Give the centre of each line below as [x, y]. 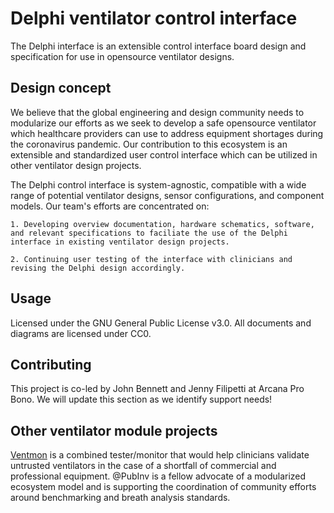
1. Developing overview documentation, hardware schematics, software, [162, 224]
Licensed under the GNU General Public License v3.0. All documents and [161, 323]
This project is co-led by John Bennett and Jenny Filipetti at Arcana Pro [157, 389]
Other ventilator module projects [114, 430]
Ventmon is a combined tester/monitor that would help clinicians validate [160, 455]
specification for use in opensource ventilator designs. [122, 56]
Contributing [51, 364]
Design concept [61, 88]
